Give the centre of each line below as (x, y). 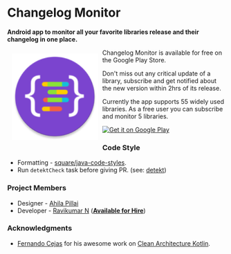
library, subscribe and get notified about (159, 80)
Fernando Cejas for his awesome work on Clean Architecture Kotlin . (114, 243)
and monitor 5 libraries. (136, 116)
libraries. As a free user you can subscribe (163, 109)
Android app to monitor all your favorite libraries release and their (103, 32)
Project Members (37, 188)
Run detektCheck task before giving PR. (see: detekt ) (92, 170)
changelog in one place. (43, 39)
